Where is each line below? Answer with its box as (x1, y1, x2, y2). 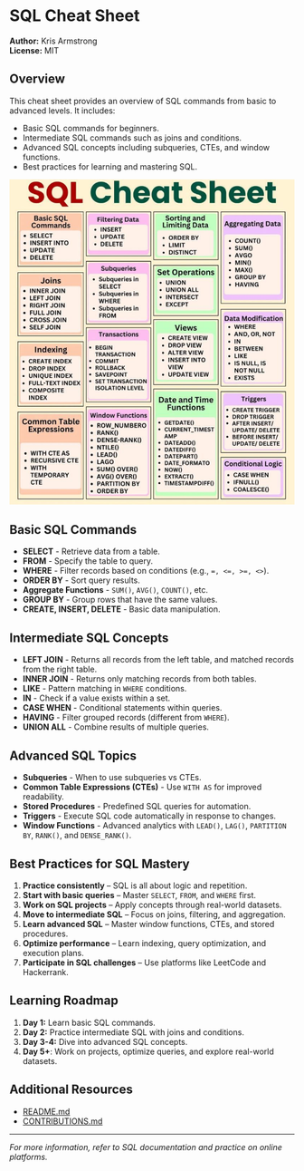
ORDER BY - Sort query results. (22, 575, 140, 585)
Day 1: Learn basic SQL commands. (22, 1017, 156, 1028)
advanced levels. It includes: (9, 105, 116, 116)
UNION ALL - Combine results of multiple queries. (22, 721, 210, 732)
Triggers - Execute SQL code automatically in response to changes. (22, 810, 277, 821)
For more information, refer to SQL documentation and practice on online (9, 1141, 282, 1152)
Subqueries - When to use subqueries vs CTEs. (22, 772, 202, 783)
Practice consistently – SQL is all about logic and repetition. (22, 880, 248, 891)
